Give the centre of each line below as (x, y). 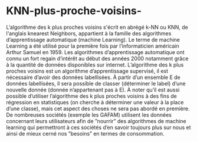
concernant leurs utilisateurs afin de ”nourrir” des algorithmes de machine (96, 121)
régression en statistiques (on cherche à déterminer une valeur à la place (95, 102)
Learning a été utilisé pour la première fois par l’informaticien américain (93, 46)
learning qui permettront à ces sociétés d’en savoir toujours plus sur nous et (98, 127)
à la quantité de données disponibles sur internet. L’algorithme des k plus (95, 65)
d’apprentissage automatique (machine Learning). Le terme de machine (93, 39)
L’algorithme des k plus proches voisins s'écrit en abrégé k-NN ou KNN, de (97, 27)
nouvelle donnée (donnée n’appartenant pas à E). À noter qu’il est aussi (93, 90)
